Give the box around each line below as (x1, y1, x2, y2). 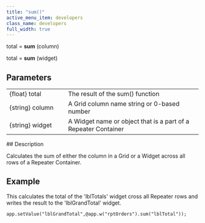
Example (6, 177, 40, 187)
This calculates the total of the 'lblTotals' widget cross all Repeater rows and (6, 192, 198, 200)
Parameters (6, 72, 52, 82)
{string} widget (9, 121, 52, 130)
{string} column (9, 103, 54, 112)
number (68, 108, 90, 116)
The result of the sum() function (68, 90, 160, 98)
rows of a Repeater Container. (6, 159, 82, 166)
